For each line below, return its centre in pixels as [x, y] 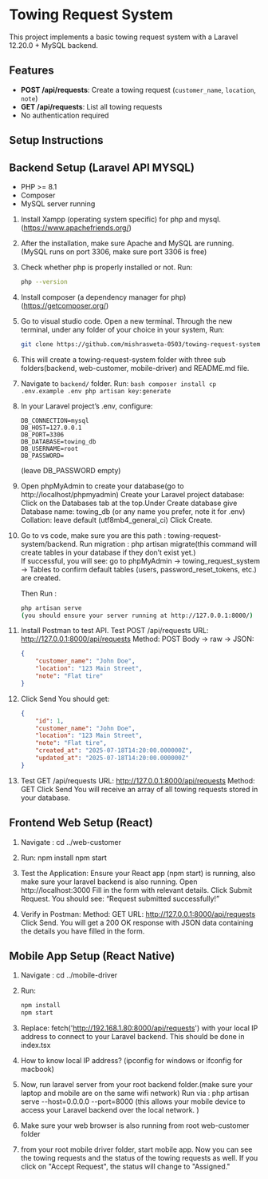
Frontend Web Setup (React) [81, 823]
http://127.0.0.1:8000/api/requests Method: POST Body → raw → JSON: [137, 639]
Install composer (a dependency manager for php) [103, 297]
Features [32, 71]
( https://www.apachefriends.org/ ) [76, 227]
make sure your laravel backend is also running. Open [109, 882]
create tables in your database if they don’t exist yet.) [108, 552]
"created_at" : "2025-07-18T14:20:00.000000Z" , [114, 751]
